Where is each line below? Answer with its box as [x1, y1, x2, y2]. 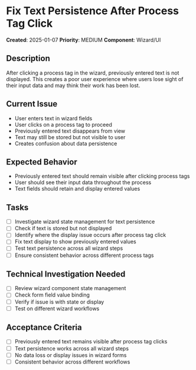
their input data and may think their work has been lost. [6, 82, 141, 89]
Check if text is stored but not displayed [14, 225, 112, 232]
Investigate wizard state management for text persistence [14, 218, 155, 226]
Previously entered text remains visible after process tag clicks [14, 338, 168, 345]
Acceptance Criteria [6, 323, 82, 333]
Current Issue [6, 99, 58, 109]
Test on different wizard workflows [14, 305, 100, 312]
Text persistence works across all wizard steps [14, 345, 129, 352]
